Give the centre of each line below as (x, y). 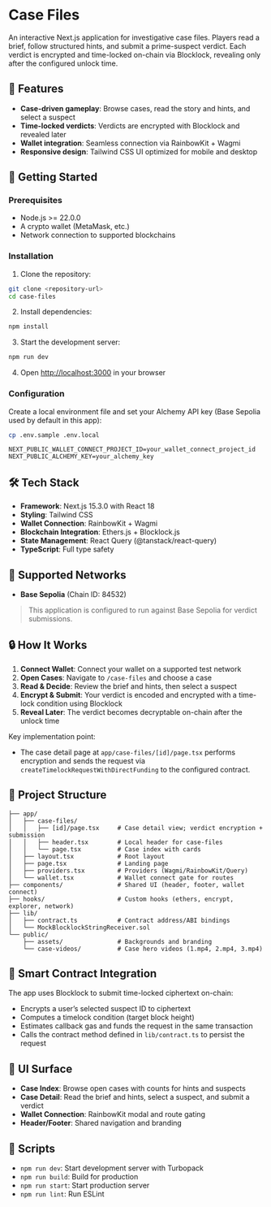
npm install (28, 327)
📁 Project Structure (58, 795)
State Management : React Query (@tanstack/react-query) (118, 541)
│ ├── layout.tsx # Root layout (86, 856)
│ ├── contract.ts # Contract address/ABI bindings (119, 920)
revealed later (43, 134)
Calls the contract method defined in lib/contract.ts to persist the (132, 1035)
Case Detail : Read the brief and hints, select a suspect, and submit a (135, 1097)
